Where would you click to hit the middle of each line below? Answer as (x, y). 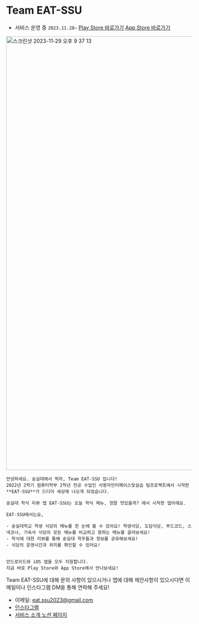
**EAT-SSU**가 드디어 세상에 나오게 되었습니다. (58, 491)
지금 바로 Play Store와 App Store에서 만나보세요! (62, 568)
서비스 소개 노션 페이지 (41, 614)
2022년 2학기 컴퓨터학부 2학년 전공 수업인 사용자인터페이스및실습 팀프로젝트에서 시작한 (98, 485)
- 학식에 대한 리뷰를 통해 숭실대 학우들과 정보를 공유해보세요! (72, 538)
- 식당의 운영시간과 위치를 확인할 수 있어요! (53, 545)
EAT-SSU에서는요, (25, 515)
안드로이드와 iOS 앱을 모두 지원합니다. (47, 562)
